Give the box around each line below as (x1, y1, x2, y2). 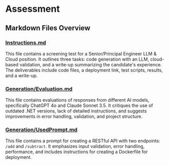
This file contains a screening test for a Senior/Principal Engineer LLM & (5, 50, 157, 57)
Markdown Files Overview (5, 24, 91, 32)
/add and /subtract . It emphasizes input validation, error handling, (5, 143, 145, 150)
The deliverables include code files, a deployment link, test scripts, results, (5, 67, 163, 73)
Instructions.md (5, 39, 46, 46)
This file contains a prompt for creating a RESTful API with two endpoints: (5, 138, 160, 144)
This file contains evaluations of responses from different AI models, (5, 97, 150, 103)
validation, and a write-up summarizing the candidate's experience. (19, 61, 162, 67)
